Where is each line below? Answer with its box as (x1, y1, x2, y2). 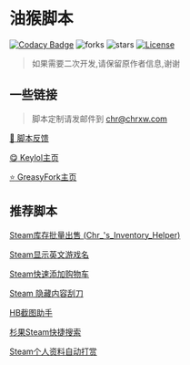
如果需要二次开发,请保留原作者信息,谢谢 (31, 57, 180, 68)
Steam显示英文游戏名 (9, 248, 89, 260)
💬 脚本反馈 (9, 132, 50, 143)
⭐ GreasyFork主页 (9, 171, 77, 182)
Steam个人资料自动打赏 (9, 346, 97, 357)
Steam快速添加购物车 (9, 268, 89, 279)
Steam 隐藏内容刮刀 (9, 287, 84, 298)
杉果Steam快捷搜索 (9, 326, 82, 338)
